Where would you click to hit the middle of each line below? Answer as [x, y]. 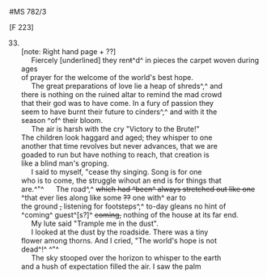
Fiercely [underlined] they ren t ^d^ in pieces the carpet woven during [145, 60]
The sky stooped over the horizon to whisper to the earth [126, 258]
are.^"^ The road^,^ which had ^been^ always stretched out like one [138, 189]
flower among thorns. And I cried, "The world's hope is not [119, 241]
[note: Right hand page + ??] [68, 51]
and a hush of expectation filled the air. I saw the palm [111, 266]
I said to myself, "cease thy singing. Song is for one [117, 172]
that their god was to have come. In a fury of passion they [117, 103]
